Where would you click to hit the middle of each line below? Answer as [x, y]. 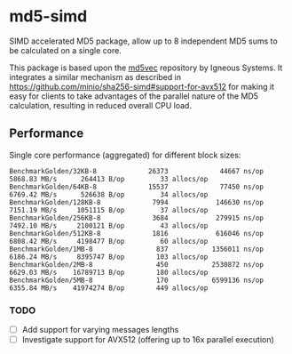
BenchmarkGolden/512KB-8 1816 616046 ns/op [137, 233]
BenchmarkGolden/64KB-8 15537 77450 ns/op [137, 187]
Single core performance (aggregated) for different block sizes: [125, 155]
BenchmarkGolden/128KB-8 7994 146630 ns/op [137, 202]
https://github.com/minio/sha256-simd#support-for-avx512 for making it [142, 86]
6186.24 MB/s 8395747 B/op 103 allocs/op [109, 257]
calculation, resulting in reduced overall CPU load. [101, 105]
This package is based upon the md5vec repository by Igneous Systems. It [146, 68]
